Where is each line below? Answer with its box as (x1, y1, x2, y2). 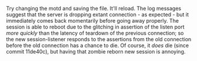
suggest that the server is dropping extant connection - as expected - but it (6, 11, 189, 18)
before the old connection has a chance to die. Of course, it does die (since (6, 42, 189, 49)
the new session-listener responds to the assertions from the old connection (6, 36, 192, 42)
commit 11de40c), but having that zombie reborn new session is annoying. (6, 48, 186, 55)
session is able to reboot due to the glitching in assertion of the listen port (6, 23, 185, 30)
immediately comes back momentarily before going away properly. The (6, 17, 179, 24)
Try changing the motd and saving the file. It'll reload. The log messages (6, 5, 181, 12)
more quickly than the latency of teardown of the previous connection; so (6, 30, 184, 37)
